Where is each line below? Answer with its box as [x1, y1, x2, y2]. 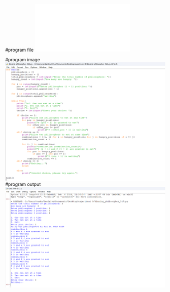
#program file [5, 47, 34, 53]
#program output [5, 181, 41, 187]
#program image [5, 57, 41, 62]
